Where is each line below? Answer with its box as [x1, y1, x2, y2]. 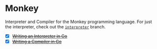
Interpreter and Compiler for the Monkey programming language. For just [5, 19, 153, 24]
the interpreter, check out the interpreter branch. [5, 24, 106, 29]
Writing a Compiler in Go [12, 39, 62, 44]
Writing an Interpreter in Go [12, 33, 67, 39]
